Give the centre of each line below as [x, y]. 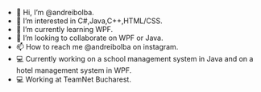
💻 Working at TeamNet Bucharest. [73, 79]
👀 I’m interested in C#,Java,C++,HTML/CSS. [89, 21]
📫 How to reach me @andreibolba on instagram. [97, 47]
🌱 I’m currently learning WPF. [64, 29]
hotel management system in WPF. [74, 70]
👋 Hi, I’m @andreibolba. [55, 12]
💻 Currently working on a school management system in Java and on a [135, 59]
